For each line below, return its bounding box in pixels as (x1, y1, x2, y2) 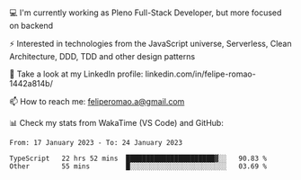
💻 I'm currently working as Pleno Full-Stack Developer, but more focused (9, 7, 282, 18)
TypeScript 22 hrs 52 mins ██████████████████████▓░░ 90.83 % (9, 154, 268, 163)
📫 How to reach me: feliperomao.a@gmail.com (9, 96, 185, 106)
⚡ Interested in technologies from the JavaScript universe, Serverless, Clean (9, 39, 292, 49)
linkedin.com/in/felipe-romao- (145, 68, 256, 79)
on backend (9, 21, 54, 31)
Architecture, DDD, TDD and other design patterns (9, 51, 196, 61)
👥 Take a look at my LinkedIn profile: (9, 68, 144, 79)
